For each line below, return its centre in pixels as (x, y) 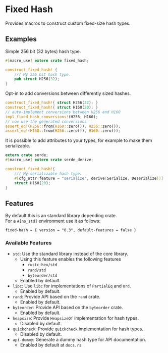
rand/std (37, 270)
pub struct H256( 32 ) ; (37, 79)
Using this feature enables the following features (70, 259)
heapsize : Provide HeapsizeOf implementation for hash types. (76, 318)
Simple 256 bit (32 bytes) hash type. (43, 51)
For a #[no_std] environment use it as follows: (53, 221)
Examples (21, 39)
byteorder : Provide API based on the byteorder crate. (68, 308)
